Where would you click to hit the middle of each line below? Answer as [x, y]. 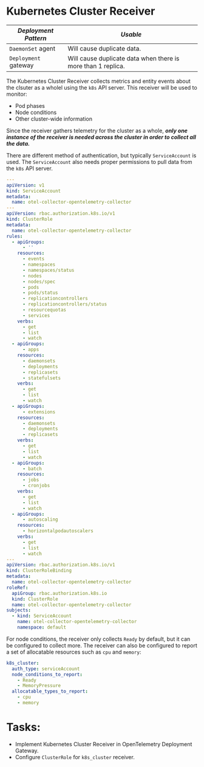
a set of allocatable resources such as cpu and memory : [74, 652]
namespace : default [42, 627]
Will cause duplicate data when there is [124, 58]
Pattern [35, 38]
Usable [131, 34]
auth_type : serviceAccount [46, 669]
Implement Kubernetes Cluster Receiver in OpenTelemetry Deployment [104, 744]
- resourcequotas [44, 310]
